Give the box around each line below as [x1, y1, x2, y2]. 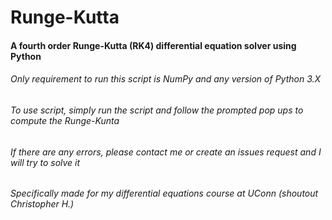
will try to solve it [10, 156, 81, 168]
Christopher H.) [10, 198, 75, 210]
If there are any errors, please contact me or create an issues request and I [10, 146, 322, 158]
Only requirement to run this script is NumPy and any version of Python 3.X [10, 73, 322, 85]
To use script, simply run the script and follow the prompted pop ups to [10, 104, 304, 116]
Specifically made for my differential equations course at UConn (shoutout [10, 187, 319, 200]
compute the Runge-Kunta [10, 114, 120, 126]
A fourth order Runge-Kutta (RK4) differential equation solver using [10, 39, 297, 51]
